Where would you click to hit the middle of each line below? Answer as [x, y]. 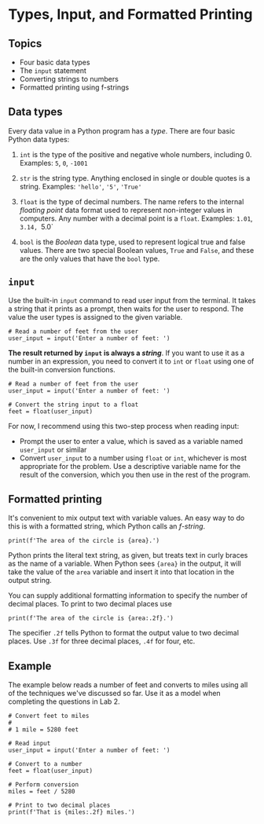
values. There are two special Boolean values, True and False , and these [137, 250]
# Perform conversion [44, 785]
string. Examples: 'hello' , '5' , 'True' [81, 186]
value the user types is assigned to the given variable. [95, 317]
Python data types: [39, 139]
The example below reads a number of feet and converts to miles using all [128, 685]
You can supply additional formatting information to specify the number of [128, 595]
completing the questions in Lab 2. [64, 701]
